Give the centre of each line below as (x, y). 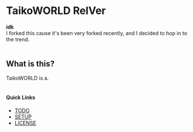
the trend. (18, 39)
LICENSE (25, 123)
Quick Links (21, 98)
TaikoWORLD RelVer (56, 11)
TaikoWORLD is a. (27, 78)
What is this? (30, 64)
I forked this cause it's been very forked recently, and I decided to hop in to (97, 33)
